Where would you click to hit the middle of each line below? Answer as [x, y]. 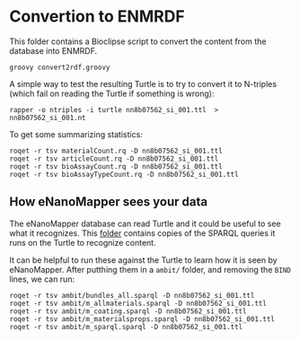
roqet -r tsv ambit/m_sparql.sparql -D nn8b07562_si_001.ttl [126, 327]
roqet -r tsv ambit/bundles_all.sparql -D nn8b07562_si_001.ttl [132, 295]
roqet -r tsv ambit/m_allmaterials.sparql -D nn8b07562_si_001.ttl [138, 303]
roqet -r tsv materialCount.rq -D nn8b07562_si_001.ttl [116, 151]
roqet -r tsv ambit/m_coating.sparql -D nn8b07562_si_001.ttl [128, 311]
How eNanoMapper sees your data [109, 202]
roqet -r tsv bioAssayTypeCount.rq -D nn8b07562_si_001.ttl [124, 174]
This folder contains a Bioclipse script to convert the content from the [138, 41]
